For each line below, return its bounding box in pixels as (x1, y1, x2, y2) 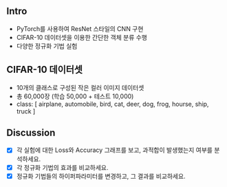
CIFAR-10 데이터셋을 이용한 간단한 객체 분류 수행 (16, 33, 147, 41)
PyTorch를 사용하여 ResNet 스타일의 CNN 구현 (16, 24, 144, 33)
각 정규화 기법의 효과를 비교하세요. (16, 163, 109, 171)
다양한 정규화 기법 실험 (16, 41, 78, 50)
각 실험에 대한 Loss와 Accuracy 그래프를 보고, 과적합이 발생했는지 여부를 (16, 146, 213, 154)
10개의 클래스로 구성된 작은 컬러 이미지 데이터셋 (16, 83, 144, 91)
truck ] (16, 107, 36, 115)
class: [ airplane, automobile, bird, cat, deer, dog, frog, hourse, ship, (16, 100, 209, 108)
